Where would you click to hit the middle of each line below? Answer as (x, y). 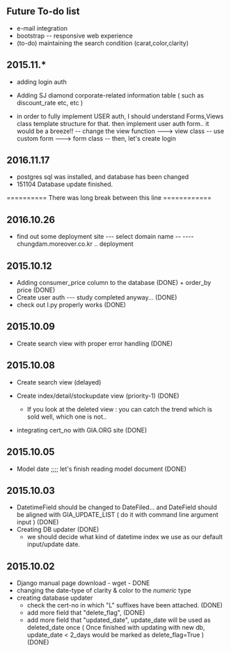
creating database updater (55, 598)
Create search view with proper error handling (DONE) (95, 343)
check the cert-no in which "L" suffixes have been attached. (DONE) (125, 605)
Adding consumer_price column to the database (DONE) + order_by (114, 283)
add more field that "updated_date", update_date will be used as (119, 620)
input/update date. (54, 544)
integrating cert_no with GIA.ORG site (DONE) (82, 430)
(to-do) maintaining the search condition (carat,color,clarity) (103, 43)
